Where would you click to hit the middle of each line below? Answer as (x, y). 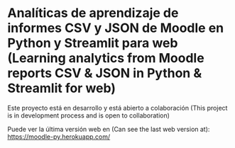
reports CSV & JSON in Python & (105, 73)
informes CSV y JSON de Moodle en (116, 28)
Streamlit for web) (61, 88)
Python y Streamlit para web (93, 43)
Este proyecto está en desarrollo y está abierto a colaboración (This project (117, 108)
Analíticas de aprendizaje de (93, 13)
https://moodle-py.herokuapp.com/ (59, 137)
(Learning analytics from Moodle (106, 58)
